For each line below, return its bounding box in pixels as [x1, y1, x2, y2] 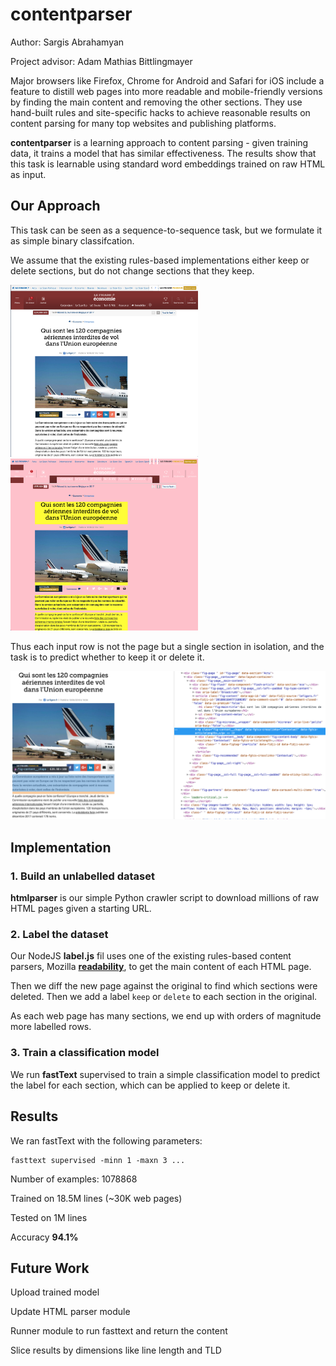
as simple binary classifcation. [10, 234, 135, 247]
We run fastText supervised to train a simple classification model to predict [10, 1068, 321, 1080]
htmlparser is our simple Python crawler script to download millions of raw [10, 892, 320, 904]
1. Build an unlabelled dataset [10, 869, 155, 883]
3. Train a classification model [10, 1046, 160, 1060]
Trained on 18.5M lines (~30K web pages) [10, 1192, 183, 1204]
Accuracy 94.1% [10, 1231, 79, 1243]
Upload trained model [10, 1286, 100, 1298]
